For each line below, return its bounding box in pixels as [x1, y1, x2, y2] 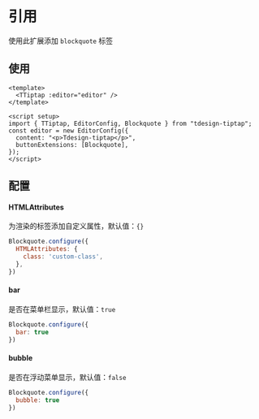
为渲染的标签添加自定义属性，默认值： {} [8, 221, 145, 231]
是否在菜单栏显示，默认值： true [8, 304, 116, 313]
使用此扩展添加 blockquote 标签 [8, 36, 114, 45]
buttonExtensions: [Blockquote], [15, 140, 129, 149]
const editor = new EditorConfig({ [8, 127, 129, 135]
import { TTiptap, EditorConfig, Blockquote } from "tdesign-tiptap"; [8, 119, 253, 127]
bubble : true [15, 395, 60, 404]
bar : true [15, 328, 49, 336]
